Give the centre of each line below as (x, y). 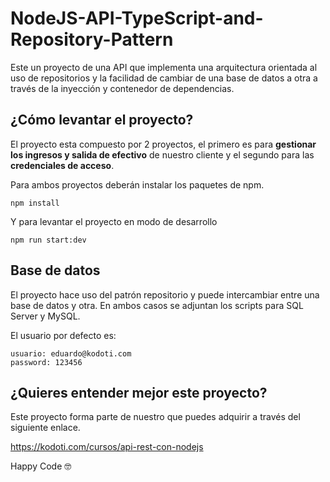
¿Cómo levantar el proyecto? (102, 120)
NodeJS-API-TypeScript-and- (137, 18)
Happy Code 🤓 (41, 466)
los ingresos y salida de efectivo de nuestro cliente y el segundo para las (162, 154)
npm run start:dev (48, 240)
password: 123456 (46, 362)
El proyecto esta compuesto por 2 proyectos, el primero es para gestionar (163, 144)
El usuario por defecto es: (63, 335)
